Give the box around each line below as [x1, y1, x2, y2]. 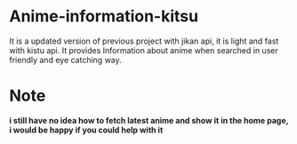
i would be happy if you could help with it [9, 124, 164, 135]
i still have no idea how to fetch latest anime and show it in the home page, [9, 115, 289, 125]
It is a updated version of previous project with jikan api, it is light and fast [9, 36, 279, 46]
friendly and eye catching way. [9, 54, 122, 65]
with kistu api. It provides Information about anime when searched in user [9, 44, 278, 55]
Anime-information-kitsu [9, 6, 198, 27]
